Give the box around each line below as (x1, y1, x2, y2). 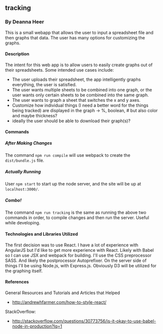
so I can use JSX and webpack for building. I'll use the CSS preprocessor (5, 252, 152, 258)
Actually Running (5, 169, 41, 175)
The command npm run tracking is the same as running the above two (5, 209, 146, 216)
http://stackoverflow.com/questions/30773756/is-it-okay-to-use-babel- (12, 318, 156, 324)
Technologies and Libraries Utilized (5, 231, 78, 237)
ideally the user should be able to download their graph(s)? (12, 118, 130, 124)
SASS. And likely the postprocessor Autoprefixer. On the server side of (5, 258, 147, 263)
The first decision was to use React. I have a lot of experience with (5, 242, 139, 248)
